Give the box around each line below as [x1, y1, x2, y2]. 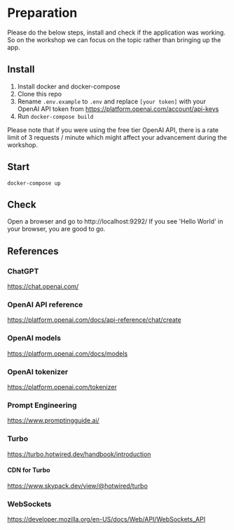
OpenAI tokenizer [7, 367, 69, 377]
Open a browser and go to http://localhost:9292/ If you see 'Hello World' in [7, 217, 223, 226]
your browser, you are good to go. [7, 225, 106, 233]
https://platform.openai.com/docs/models [7, 349, 128, 358]
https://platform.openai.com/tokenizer [7, 382, 117, 391]
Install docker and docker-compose [17, 82, 121, 91]
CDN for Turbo [7, 466, 50, 474]
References [7, 245, 59, 257]
